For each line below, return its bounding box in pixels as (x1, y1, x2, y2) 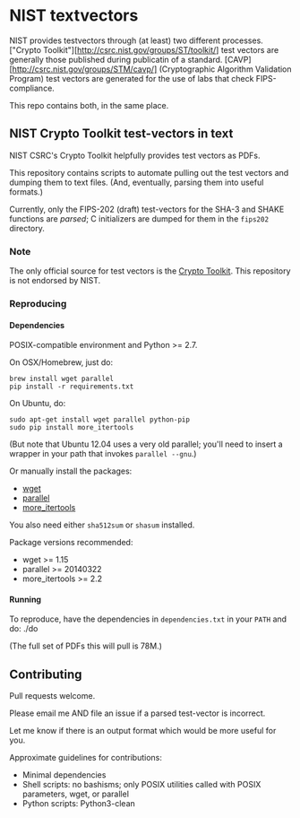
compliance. (9, 83, 56, 93)
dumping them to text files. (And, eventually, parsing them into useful (9, 177, 264, 187)
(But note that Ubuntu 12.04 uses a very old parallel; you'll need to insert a (9, 439, 284, 449)
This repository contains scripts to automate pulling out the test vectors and (9, 167, 289, 178)
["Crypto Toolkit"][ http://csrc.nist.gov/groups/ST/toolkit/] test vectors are (9, 44, 279, 55)
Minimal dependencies (21, 770, 107, 780)
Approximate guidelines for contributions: (9, 753, 163, 763)
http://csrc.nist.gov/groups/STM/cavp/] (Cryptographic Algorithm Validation (12, 64, 293, 74)
